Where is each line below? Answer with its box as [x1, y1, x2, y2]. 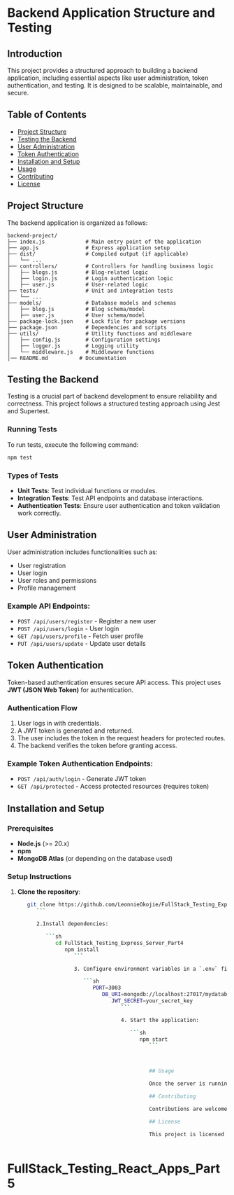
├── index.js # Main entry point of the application [7, 238, 201, 245]
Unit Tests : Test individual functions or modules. [17, 486, 157, 495]
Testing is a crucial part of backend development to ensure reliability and [7, 392, 217, 401]
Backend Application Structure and [7, 5, 215, 21]
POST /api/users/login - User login [17, 625, 119, 633]
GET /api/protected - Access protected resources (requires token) [17, 782, 210, 791]
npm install [64, 946, 99, 953]
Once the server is [149, 1080, 206, 1087]
